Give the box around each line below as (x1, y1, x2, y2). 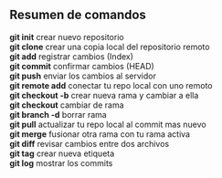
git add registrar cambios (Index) (9, 50, 134, 62)
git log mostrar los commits (9, 157, 113, 168)
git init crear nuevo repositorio (9, 31, 125, 42)
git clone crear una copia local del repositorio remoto (9, 41, 210, 52)
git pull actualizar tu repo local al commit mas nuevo (9, 119, 207, 130)
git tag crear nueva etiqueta (9, 148, 115, 159)
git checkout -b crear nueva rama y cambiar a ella (9, 89, 199, 100)
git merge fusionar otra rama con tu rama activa (9, 128, 190, 140)
